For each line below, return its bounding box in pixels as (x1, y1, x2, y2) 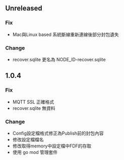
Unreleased (5, 4, 43, 13)
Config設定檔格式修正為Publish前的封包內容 (12, 130, 104, 136)
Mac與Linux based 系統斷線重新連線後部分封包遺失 (12, 31, 119, 37)
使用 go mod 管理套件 (12, 149, 58, 155)
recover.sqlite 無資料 (12, 105, 55, 111)
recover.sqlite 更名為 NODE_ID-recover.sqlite (12, 56, 106, 62)
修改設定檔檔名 (12, 136, 44, 142)
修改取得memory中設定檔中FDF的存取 (12, 143, 92, 149)
